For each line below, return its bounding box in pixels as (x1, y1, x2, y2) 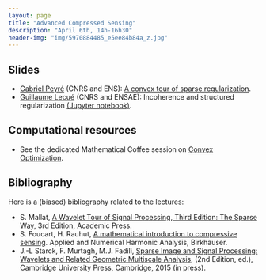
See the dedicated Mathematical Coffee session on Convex (19, 144, 214, 154)
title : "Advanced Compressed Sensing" (8, 19, 136, 27)
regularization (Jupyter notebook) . (19, 100, 132, 111)
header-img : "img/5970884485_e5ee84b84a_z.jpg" (8, 33, 169, 42)
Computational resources (8, 123, 137, 137)
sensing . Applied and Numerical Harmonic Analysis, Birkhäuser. (19, 237, 228, 247)
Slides (8, 62, 40, 76)
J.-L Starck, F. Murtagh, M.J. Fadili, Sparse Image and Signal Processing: (19, 246, 258, 255)
